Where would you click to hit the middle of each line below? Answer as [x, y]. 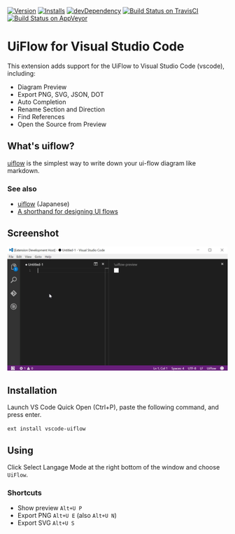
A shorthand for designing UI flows [68, 212]
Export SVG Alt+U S [46, 523]
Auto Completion [42, 102]
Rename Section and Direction [61, 109]
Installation [32, 390]
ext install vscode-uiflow [47, 429]
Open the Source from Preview [62, 124]
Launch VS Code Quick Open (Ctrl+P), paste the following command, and [113, 407]
